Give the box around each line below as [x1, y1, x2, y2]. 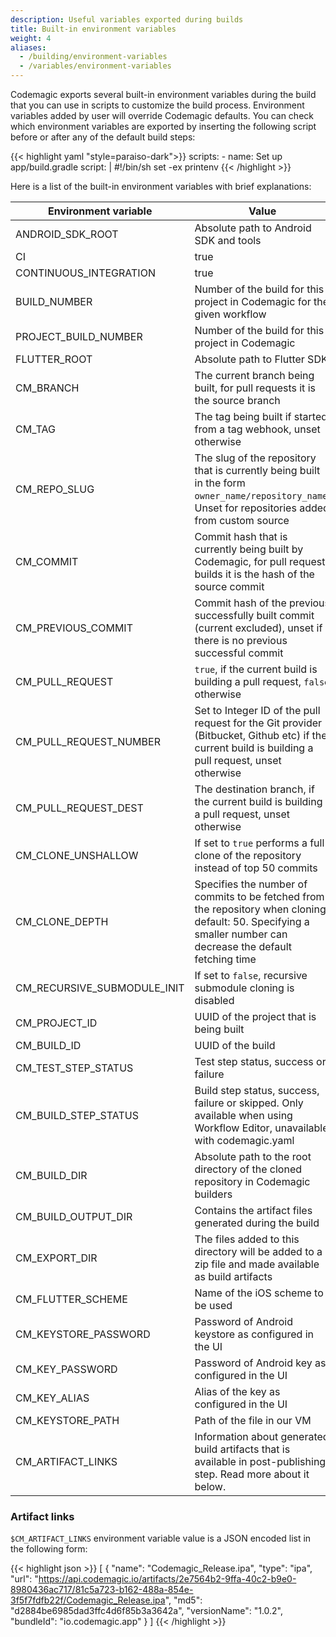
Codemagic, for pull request [194, 555, 326, 568]
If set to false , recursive [194, 969, 308, 982]
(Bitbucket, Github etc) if [194, 729, 310, 742]
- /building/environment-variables [19, 52, 168, 62]
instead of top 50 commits [194, 861, 318, 875]
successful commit [194, 646, 284, 660]
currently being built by [194, 542, 304, 556]
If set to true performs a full [194, 836, 325, 850]
